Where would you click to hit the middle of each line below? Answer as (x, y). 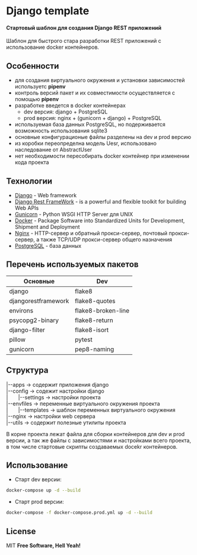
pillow (17, 339)
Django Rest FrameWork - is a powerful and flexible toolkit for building (100, 202)
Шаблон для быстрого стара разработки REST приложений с (84, 41)
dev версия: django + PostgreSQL (66, 112)
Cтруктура (27, 370)
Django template (48, 11)
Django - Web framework (46, 195)
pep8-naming (95, 349)
